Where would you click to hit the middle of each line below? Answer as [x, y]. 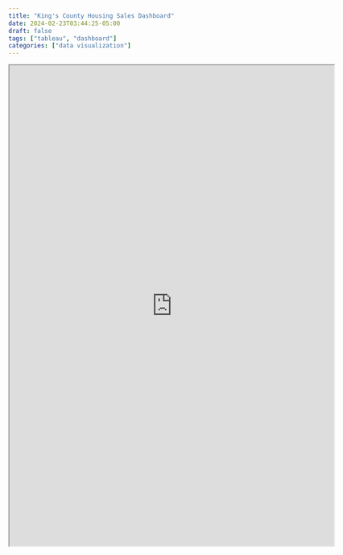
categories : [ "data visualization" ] [70, 46]
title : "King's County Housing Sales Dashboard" [91, 16]
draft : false [30, 31]
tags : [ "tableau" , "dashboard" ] [62, 38]
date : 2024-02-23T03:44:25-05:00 [64, 23]
